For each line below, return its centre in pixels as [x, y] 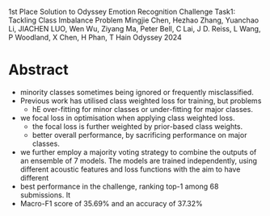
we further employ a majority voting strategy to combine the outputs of [138, 152]
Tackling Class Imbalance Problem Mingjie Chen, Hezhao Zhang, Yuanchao [134, 20]
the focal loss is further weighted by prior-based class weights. [137, 126]
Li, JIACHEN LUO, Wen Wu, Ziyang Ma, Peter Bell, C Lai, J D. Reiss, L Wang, [135, 29]
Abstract [38, 70]
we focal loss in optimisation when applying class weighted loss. [128, 118]
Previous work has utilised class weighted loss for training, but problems [141, 101]
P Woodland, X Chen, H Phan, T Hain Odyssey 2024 [95, 37]
